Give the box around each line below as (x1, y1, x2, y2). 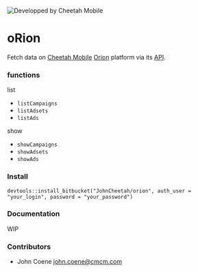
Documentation (7, 209, 60, 219)
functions (7, 70, 40, 79)
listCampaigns (16, 100, 58, 108)
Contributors (7, 242, 51, 251)
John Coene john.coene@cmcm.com (16, 258, 122, 266)
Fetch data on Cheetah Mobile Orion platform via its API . (7, 53, 166, 61)
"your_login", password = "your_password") (7, 193, 134, 200)
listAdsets (16, 108, 49, 114)
